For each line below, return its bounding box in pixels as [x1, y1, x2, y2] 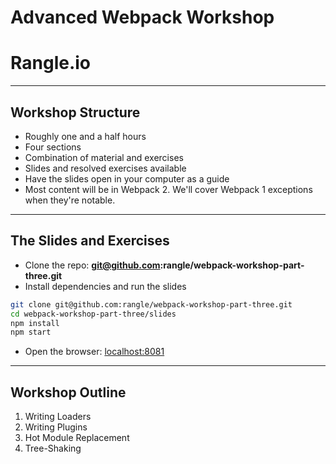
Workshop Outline [10, 384, 127, 401]
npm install [10, 318, 60, 328]
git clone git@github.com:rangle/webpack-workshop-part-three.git [10, 299, 293, 310]
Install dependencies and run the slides [24, 280, 187, 292]
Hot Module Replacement [24, 432, 130, 444]
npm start [10, 327, 52, 338]
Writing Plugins [24, 421, 88, 433]
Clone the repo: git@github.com [24, 259, 161, 271]
